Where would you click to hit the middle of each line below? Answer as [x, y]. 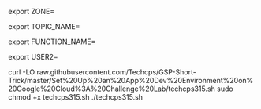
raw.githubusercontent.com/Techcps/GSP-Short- [117, 72]
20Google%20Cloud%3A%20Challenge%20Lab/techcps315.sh [112, 89]
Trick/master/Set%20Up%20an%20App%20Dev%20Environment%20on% [131, 80]
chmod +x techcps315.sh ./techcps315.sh [76, 97]
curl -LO [22, 72]
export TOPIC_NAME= [44, 26]
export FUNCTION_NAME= [52, 42]
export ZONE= [32, 11]
